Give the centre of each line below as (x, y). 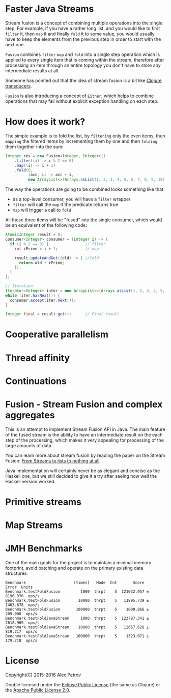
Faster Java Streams (50, 9)
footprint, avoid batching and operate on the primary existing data (74, 568)
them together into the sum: (34, 147)
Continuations (36, 381)
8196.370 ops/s (22, 596)
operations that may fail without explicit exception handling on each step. (82, 101)
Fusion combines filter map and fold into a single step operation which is (83, 54)
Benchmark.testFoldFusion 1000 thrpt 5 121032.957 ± (77, 592)
